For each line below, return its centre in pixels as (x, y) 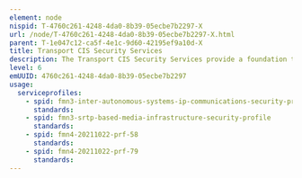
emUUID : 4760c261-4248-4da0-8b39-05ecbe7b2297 (98, 76)
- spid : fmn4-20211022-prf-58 (82, 135)
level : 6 (26, 68)
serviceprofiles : (50, 93)
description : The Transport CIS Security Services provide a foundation (148, 59)
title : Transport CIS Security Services (86, 51)
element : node (36, 18)
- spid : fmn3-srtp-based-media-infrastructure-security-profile (148, 118)
